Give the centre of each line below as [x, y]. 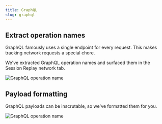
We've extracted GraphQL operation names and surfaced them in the [78, 63]
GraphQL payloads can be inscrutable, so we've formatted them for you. [81, 106]
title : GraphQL [21, 10]
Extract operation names [45, 35]
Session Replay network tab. [35, 68]
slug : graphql [20, 15]
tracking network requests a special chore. [50, 53]
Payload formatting [36, 94]
